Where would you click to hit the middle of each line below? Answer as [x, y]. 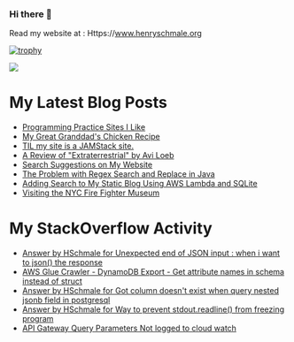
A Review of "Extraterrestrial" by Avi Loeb [98, 156]
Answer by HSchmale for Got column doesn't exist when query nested [151, 291]
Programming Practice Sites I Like [84, 127]
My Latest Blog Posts [89, 103]
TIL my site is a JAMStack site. [78, 146]
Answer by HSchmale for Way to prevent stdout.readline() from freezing [153, 309]
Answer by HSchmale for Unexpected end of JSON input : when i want [151, 253]
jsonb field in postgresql [66, 300]
